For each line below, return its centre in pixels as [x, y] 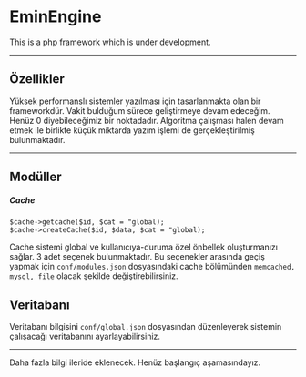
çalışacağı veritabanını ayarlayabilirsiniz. [85, 336]
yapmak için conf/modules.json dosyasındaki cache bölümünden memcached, [153, 267]
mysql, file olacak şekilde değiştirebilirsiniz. [94, 276]
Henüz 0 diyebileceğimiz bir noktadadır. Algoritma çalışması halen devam [147, 120]
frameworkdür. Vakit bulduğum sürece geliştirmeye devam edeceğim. [140, 110]
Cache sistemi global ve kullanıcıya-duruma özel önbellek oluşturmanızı [143, 247]
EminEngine [56, 17]
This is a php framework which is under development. [110, 42]
